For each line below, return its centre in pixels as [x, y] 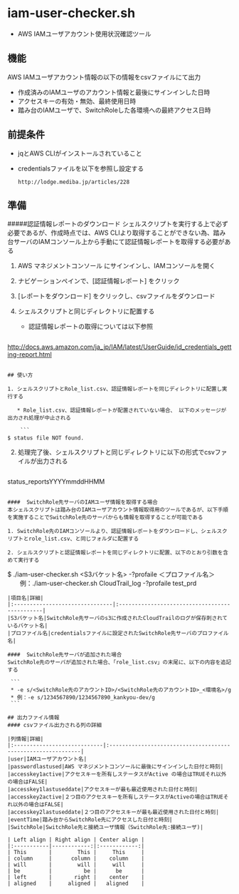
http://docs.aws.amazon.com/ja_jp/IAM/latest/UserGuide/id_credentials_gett [119, 347]
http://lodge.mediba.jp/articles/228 [74, 182]
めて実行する [23, 560]
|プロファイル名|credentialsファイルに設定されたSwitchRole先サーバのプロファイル [118, 634]
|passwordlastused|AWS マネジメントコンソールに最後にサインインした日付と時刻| [116, 767]
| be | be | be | [76, 871]
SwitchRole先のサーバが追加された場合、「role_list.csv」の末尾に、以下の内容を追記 [119, 662]
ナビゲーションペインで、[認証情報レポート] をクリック [99, 281]
